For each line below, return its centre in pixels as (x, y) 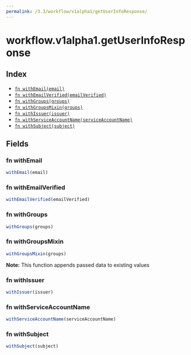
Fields (18, 144)
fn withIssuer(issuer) (42, 114)
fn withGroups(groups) (42, 101)
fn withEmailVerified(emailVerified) (60, 95)
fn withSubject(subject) (45, 126)
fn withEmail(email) (39, 89)
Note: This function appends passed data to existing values (78, 265)
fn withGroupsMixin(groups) (48, 107)
